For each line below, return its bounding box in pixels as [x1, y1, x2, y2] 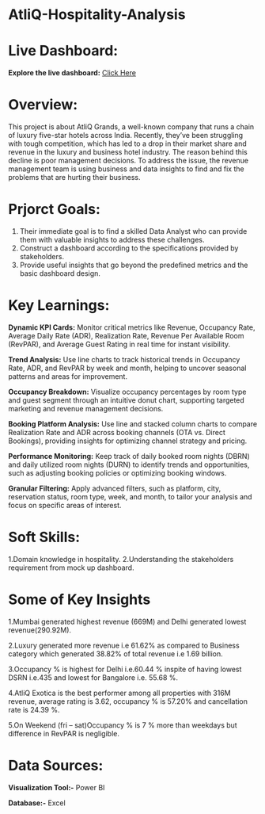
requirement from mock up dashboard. [8, 563, 134, 572]
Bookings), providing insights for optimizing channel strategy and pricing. [8, 436, 248, 445]
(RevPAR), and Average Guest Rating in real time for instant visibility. [8, 339, 231, 349]
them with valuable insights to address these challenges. [19, 235, 205, 244]
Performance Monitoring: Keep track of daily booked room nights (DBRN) [8, 451, 251, 461]
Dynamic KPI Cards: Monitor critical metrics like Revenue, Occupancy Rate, [8, 323, 256, 332]
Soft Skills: [8, 529, 81, 546]
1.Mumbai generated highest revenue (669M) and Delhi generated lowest [8, 617, 247, 626]
